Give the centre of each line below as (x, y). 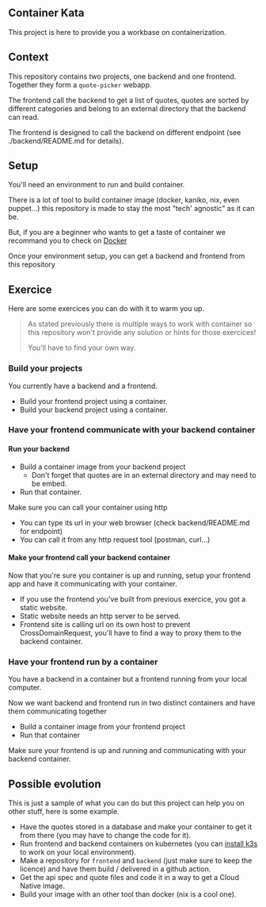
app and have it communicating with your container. (93, 583)
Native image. (42, 886)
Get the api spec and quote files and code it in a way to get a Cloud (129, 877)
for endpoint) (41, 531)
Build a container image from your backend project (103, 467)
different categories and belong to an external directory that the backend (127, 108)
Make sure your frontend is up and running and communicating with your (127, 751)
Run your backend (39, 449)
